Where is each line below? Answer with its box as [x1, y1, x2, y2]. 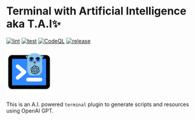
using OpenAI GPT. [6, 107, 54, 114]
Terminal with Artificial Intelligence [6, 4, 187, 18]
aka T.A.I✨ [6, 17, 61, 31]
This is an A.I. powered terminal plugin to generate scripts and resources [6, 101, 190, 108]
